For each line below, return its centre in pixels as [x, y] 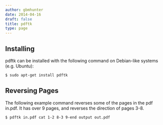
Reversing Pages [32, 91]
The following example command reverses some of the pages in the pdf [79, 102]
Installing [20, 49]
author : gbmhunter [24, 10]
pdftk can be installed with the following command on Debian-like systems [82, 60]
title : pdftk [19, 24]
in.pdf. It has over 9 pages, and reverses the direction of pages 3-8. [75, 108]
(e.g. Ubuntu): [19, 66]
